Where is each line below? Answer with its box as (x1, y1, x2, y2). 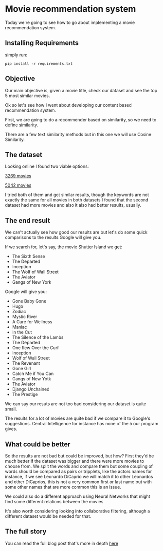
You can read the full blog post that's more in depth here (5, 540, 118, 546)
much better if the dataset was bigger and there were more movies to (5, 458, 145, 464)
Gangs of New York (12, 279, 52, 285)
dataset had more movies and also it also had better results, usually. (5, 202, 142, 208)
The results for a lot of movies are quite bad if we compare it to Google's (5, 415, 151, 421)
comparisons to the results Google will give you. (5, 235, 102, 240)
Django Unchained (12, 386, 50, 392)
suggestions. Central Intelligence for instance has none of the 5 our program (5, 421, 159, 427)
